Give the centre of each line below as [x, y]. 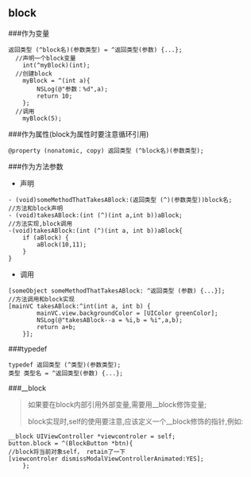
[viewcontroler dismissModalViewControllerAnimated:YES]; [106, 459]
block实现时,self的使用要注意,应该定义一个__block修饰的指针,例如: [135, 421]
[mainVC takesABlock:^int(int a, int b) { [79, 306]
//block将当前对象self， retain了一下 [67, 452]
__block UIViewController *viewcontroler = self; [92, 436]
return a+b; [57, 327]
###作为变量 [29, 33]
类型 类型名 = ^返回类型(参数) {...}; [66, 373]
